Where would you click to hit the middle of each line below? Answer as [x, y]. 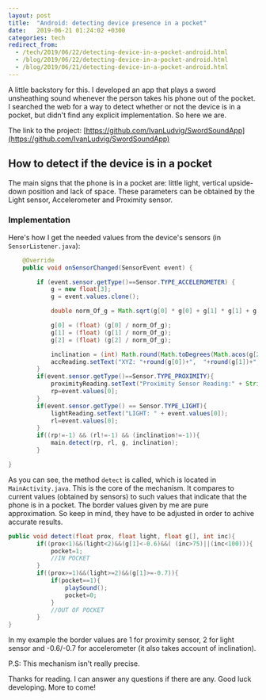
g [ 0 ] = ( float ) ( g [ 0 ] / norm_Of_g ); [111, 326]
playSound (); [86, 587]
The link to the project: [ [47, 130]
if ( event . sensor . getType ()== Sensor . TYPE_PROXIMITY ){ [125, 377]
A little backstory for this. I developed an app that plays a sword [112, 90]
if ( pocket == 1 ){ [76, 581]
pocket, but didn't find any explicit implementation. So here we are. [118, 115]
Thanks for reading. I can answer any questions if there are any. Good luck [130, 679]
